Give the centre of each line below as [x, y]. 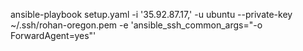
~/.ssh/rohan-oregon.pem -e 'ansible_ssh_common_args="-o [136, 25]
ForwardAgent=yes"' [53, 35]
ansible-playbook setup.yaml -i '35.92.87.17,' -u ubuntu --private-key [151, 14]
